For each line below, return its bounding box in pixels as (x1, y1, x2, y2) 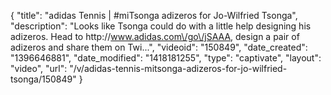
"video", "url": (10, 63, 68, 74)
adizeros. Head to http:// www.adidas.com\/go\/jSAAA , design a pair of (10, 31, 300, 42)
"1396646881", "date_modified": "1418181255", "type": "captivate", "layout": (10, 52, 322, 64)
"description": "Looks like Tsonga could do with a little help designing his (10, 20, 312, 32)
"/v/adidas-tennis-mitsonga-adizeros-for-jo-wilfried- (69, 63, 288, 74)
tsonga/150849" (10, 73, 77, 85)
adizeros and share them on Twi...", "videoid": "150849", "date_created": (10, 41, 308, 53)
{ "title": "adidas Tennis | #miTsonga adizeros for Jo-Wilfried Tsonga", (10, 10, 298, 21)
